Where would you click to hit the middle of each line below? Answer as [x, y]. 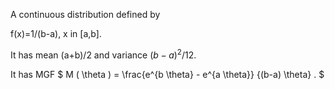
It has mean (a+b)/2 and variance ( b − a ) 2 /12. [103, 54]
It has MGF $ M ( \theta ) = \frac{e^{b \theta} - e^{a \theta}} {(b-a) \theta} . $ [167, 74]
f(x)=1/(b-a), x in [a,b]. [56, 33]
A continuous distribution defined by [85, 14]
